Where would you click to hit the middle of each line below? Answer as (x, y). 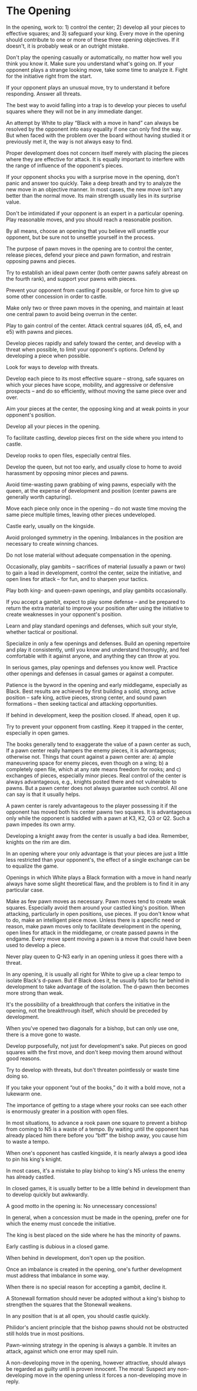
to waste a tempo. (28, 1141)
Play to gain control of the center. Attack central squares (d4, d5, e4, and (94, 326)
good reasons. (24, 1058)
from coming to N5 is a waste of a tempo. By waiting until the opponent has (98, 1129)
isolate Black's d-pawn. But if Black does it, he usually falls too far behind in (98, 980)
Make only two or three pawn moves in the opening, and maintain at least (95, 308)
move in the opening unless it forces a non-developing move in (111, 1375)
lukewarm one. (24, 1094)
